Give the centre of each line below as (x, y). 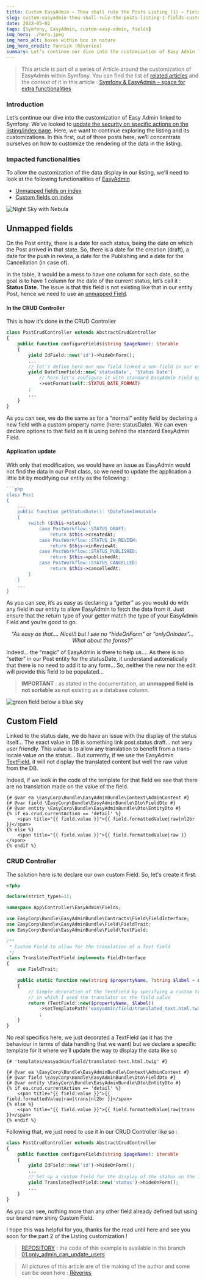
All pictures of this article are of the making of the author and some (106, 1266)
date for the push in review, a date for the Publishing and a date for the (95, 256)
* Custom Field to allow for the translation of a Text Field (90, 946)
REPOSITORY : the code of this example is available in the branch (103, 1248)
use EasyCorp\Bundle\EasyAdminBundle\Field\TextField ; (77, 930)
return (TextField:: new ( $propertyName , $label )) (91, 1003)
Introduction (25, 104)
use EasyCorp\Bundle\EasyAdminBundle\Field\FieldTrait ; (79, 924)
